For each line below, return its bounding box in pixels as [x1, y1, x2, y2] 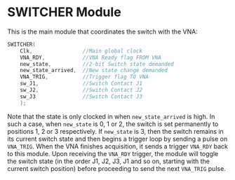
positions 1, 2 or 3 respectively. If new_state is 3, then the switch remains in [7, 127, 224, 135]
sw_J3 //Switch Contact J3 [20, 92, 142, 100]
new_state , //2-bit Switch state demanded [20, 60, 174, 67]
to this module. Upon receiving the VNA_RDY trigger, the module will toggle [7, 149, 219, 158]
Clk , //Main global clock [20, 47, 142, 55]
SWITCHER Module [7, 4, 121, 20]
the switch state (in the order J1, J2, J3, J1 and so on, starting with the [7, 157, 210, 165]
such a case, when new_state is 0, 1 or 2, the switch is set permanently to [7, 120, 219, 128]
